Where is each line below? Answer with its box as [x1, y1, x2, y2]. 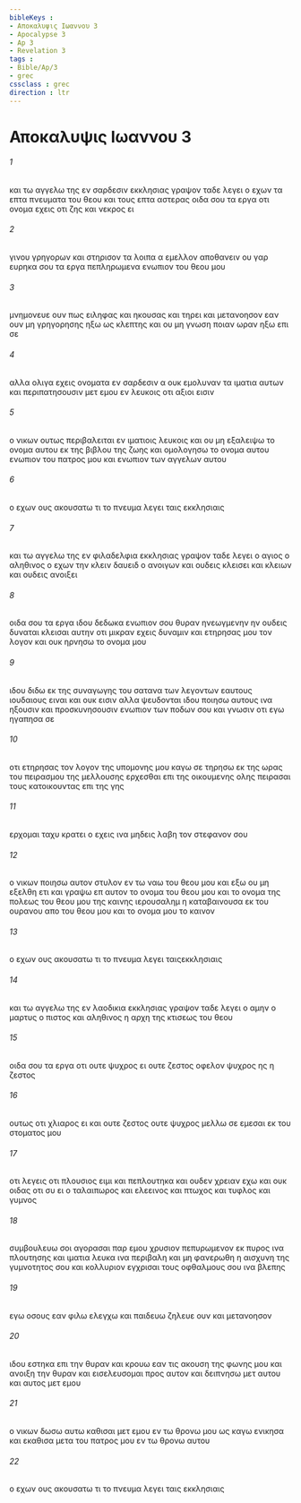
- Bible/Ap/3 [9, 64, 58, 73]
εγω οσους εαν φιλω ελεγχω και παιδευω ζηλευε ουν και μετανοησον [9, 1310, 272, 1321]
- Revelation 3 [9, 47, 66, 56]
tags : [9, 55, 34, 64]
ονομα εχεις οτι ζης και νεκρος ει [9, 203, 134, 214]
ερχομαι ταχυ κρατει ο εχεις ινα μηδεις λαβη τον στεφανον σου [9, 829, 248, 839]
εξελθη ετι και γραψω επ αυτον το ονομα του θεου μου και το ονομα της [9, 887, 280, 898]
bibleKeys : [9, 13, 54, 22]
